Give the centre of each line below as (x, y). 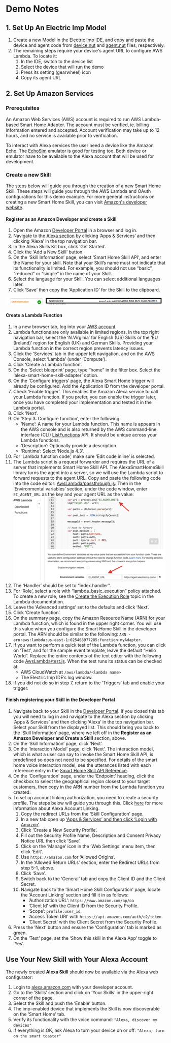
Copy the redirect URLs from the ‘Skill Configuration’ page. (82, 814)
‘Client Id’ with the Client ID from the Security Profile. (83, 906)
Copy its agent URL (41, 78)
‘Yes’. (19, 944)
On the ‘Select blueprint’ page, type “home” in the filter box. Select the (87, 370)
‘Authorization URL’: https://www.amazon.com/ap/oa (81, 901)
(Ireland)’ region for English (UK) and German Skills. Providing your (83, 343)
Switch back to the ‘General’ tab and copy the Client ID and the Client (93, 879)
